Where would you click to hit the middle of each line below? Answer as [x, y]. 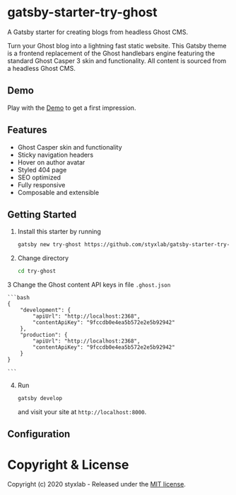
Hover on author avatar [51, 162]
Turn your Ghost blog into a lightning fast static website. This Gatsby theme [117, 45]
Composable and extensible [58, 192]
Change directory [43, 258]
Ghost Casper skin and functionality [70, 147]
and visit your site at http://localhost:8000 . [82, 412]
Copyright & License [68, 465]
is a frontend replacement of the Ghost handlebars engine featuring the [111, 53]
